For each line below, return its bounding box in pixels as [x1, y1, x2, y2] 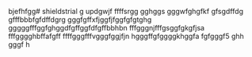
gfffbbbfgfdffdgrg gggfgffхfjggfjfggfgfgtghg [8, 15, 152, 24]
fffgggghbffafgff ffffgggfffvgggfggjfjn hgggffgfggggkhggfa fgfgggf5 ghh [8, 31, 244, 41]
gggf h [8, 40, 30, 49]
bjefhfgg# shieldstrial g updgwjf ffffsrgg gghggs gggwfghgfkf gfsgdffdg [8, 7, 244, 16]
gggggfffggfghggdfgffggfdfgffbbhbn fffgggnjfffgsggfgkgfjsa [8, 23, 204, 32]
